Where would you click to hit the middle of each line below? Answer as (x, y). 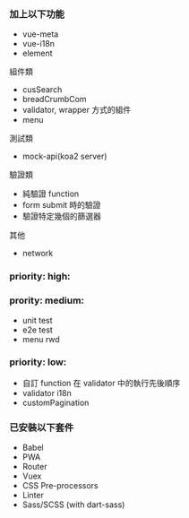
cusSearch (42, 90)
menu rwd (41, 339)
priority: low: (38, 362)
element (37, 53)
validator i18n (47, 393)
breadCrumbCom (54, 99)
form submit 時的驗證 (61, 205)
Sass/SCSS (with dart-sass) (73, 505)
